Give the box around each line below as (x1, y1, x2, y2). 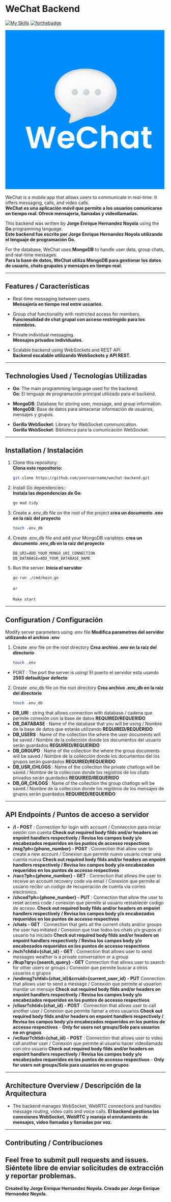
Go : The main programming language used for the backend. (12, 385, 139, 391)
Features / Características (5, 282, 90, 291)
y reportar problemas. (5, 1171, 76, 1181)
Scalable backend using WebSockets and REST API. (12, 347, 122, 353)
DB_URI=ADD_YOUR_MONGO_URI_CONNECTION (12, 551, 95, 556)
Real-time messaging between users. (12, 296, 91, 302)
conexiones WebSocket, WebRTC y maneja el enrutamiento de (12, 1113, 148, 1120)
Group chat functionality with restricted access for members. (12, 311, 141, 317)
